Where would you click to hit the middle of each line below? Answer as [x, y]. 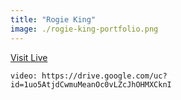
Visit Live [29, 57]
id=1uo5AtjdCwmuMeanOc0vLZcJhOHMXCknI [91, 84]
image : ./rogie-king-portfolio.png [84, 29]
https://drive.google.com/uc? [104, 76]
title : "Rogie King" [53, 19]
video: [24, 76]
